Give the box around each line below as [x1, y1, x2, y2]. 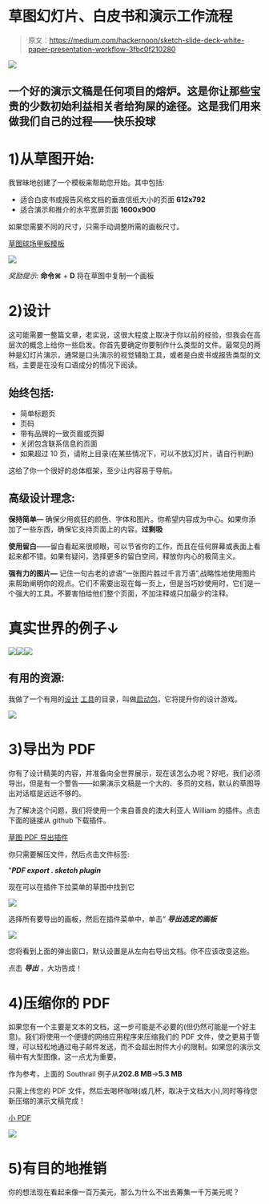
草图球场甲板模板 [8, 239, 65, 248]
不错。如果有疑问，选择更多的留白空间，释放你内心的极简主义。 [29, 551, 240, 561]
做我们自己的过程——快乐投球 [8, 115, 156, 128]
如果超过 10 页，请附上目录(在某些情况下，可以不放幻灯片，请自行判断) [19, 449, 255, 459]
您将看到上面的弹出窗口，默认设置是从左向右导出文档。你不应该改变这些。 [8, 946, 254, 956]
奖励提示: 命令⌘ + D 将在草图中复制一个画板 [8, 271, 155, 281]
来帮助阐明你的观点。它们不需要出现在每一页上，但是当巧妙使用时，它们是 [8, 578, 254, 588]
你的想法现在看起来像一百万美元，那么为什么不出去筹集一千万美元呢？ [8, 1187, 240, 1197]
